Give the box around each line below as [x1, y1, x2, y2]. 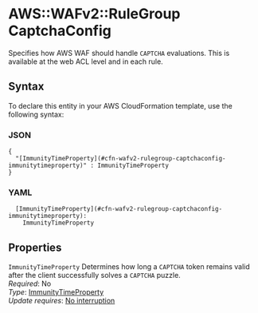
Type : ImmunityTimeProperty [8, 287, 104, 297]
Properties [8, 240, 62, 254]
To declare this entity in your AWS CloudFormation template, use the [8, 101, 233, 110]
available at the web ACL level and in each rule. [8, 57, 163, 66]
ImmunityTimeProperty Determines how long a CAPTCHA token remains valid [8, 262, 251, 271]
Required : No [8, 279, 52, 288]
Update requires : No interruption [8, 296, 115, 306]
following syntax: [8, 109, 64, 119]
